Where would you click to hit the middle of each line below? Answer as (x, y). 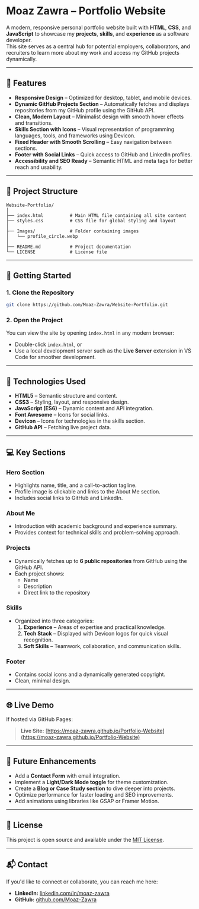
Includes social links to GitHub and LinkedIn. (69, 498)
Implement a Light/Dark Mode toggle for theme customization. (92, 782)
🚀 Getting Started (39, 276)
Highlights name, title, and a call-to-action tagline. (76, 485)
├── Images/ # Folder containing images (73, 231)
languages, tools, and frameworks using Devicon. (75, 136)
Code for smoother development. (55, 357)
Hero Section (25, 472)
